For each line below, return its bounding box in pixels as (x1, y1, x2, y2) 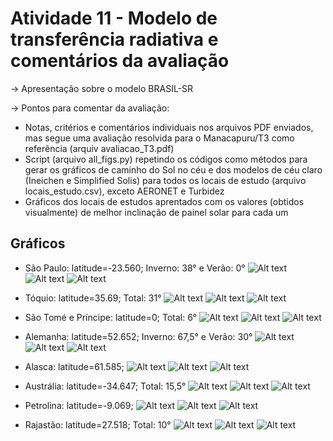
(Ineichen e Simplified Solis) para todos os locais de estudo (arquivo (24, 174, 307, 186)
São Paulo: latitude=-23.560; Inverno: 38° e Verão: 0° (24, 262, 246, 274)
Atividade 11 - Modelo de (10, 7, 218, 30)
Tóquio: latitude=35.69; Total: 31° (24, 292, 162, 304)
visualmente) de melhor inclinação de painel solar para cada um (24, 206, 289, 218)
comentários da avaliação (10, 50, 230, 72)
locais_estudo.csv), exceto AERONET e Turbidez (24, 185, 225, 197)
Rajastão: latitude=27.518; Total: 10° (24, 418, 172, 431)
